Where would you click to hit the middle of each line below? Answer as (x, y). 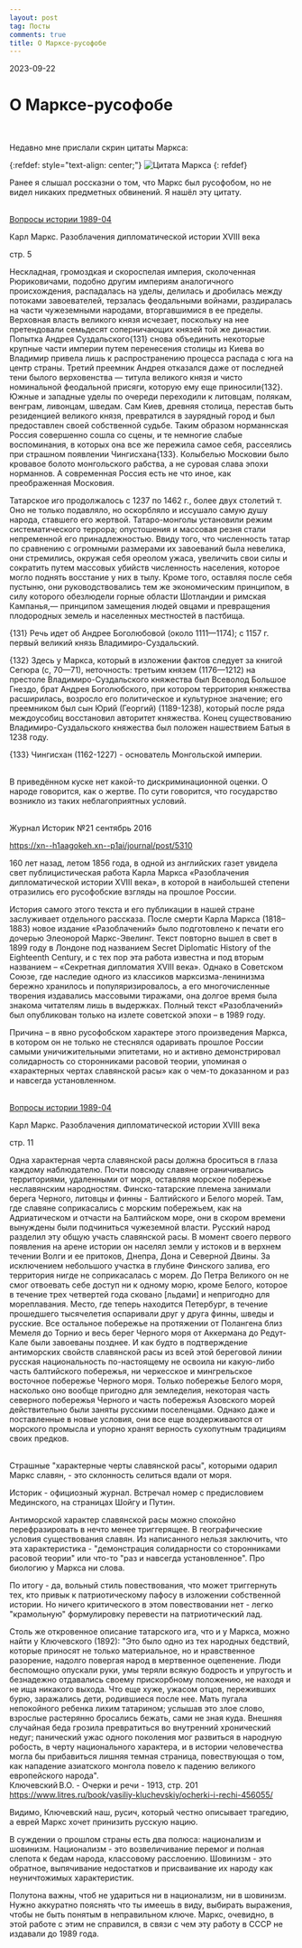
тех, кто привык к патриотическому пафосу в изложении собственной (145, 1595)
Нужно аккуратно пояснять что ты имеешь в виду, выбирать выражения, (151, 1905)
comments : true (38, 34)
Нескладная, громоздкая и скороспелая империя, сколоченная (133, 272)
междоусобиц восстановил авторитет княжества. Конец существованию (151, 718)
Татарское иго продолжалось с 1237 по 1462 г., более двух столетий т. (146, 501)
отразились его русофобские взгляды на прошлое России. (123, 892)
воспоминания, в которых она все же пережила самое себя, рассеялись (151, 445)
